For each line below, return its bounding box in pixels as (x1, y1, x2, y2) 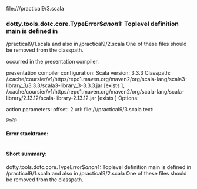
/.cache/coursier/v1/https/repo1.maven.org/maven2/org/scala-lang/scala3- (6, 76, 188, 83)
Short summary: (6, 150, 47, 157)
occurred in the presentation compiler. (6, 58, 99, 65)
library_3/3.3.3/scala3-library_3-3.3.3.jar (6, 82, 103, 89)
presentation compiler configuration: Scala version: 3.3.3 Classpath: (6, 69, 171, 77)
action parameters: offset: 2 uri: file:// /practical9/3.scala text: (6, 106, 154, 113)
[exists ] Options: (97, 94, 139, 102)
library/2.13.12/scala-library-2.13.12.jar (6, 94, 96, 102)
